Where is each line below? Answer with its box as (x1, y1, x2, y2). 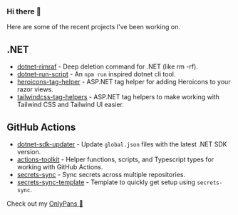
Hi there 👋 (6, 6, 42, 16)
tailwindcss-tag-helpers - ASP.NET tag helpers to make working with (16, 93, 220, 101)
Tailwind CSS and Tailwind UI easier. (16, 100, 124, 109)
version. (16, 147, 41, 156)
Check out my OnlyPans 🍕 (6, 199, 83, 208)
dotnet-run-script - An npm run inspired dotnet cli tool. (16, 70, 176, 79)
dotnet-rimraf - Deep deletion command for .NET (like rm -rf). (16, 62, 199, 71)
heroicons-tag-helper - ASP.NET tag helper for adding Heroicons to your (16, 78, 231, 86)
